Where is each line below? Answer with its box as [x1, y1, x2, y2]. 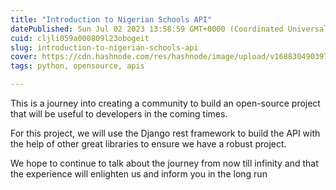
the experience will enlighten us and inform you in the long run [10, 168, 268, 180]
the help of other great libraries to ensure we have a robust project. [10, 138, 287, 150]
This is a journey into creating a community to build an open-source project [10, 97, 321, 109]
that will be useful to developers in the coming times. [10, 108, 228, 120]
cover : [10, 52, 38, 62]
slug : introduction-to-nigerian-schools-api [10, 42, 199, 53]
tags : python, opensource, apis [10, 61, 145, 71]
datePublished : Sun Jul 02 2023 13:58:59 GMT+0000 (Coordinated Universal [10, 24, 329, 34]
